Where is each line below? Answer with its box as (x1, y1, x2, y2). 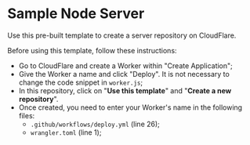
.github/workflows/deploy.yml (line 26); (30, 119, 160, 129)
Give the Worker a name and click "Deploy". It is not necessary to (18, 69, 230, 78)
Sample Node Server (7, 5, 145, 23)
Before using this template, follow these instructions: (7, 45, 177, 55)
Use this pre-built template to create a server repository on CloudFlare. (7, 31, 237, 40)
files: (18, 111, 35, 120)
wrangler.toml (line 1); (30, 127, 102, 137)
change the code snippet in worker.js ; (18, 78, 143, 87)
